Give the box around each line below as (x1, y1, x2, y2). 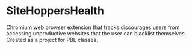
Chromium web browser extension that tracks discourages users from (6, 24, 180, 31)
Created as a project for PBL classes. (6, 36, 98, 43)
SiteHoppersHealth (6, 4, 104, 18)
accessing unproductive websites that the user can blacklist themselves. (6, 30, 187, 37)
